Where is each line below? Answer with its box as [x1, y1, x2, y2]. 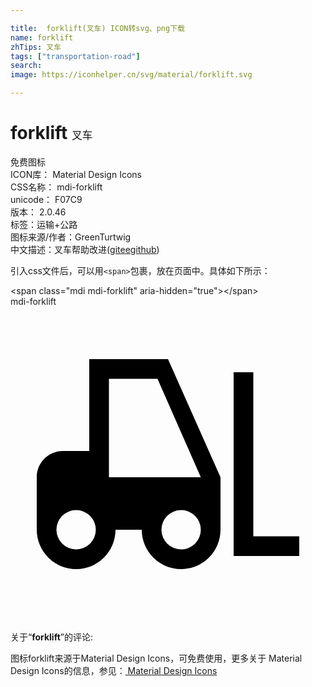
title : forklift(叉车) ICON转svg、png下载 [10, 23, 185, 33]
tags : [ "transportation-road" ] [10, 51, 141, 61]
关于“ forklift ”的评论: [10, 631, 94, 643]
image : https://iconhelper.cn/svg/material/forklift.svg [10, 70, 253, 80]
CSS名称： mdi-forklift [10, 181, 103, 193]
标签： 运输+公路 [10, 218, 78, 230]
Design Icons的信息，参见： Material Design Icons [10, 664, 218, 676]
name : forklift [10, 32, 74, 43]
